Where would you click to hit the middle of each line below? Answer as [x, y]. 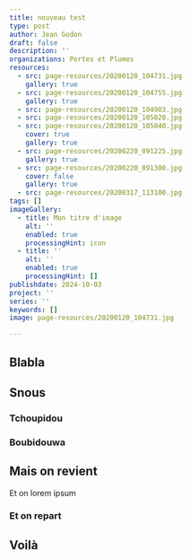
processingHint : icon [65, 243]
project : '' [31, 293]
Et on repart [35, 516]
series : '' [30, 301]
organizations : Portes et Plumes [72, 59]
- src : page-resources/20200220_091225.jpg [100, 151]
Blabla [27, 362]
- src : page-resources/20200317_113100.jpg [100, 193]
